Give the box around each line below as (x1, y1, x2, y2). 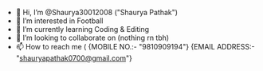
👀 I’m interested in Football (15, 16, 104, 26)
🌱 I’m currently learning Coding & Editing (15, 25, 150, 34)
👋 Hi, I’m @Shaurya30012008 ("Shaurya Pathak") (15, 8, 178, 17)
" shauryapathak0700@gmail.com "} (15, 53, 133, 63)
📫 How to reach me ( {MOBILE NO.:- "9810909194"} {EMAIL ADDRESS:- (15, 42, 255, 51)
